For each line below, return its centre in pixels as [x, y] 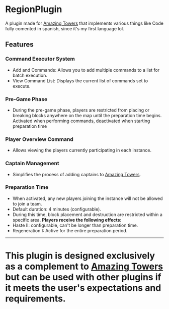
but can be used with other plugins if [83, 277]
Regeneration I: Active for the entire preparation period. [70, 230]
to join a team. [27, 203]
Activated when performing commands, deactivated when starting [81, 121]
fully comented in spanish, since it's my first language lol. [65, 28]
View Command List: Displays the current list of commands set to [80, 81]
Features [19, 45]
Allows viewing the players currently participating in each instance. [82, 150]
